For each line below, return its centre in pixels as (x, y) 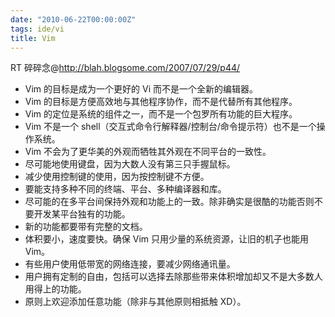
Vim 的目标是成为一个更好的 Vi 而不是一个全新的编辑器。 (141, 89)
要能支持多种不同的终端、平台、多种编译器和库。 (125, 189)
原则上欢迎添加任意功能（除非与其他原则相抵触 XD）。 (135, 302)
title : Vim (33, 38)
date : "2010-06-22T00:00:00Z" (73, 19)
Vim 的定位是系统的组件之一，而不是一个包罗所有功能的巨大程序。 (161, 114)
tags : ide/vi (37, 29)
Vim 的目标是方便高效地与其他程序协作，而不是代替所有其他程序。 (161, 102)
